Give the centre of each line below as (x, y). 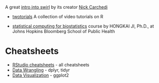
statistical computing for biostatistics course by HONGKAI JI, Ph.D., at (83, 26)
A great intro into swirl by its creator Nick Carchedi (56, 7)
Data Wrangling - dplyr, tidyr (41, 70)
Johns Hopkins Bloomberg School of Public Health (64, 31)
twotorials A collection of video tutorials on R (58, 16)
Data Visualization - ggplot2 (40, 75)
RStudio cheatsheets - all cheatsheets (51, 65)
